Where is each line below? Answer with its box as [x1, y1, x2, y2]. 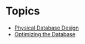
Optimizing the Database [14, 30, 76, 37]
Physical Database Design [14, 24, 79, 31]
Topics [5, 4, 40, 18]
